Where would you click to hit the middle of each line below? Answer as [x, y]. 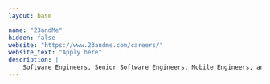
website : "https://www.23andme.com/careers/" [86, 45]
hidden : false [32, 38]
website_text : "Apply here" [55, 53]
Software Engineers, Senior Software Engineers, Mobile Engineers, [138, 68]
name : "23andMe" [35, 30]
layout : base [30, 16]
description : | [34, 60]
